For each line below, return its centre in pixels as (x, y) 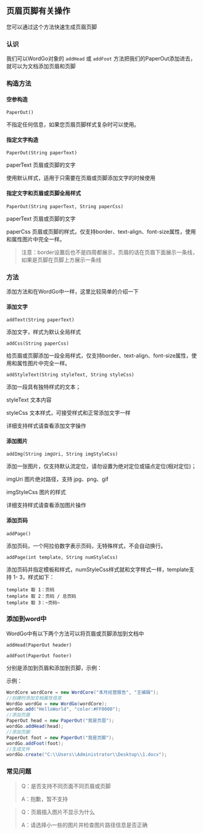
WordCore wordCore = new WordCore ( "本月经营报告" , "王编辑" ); (83, 692)
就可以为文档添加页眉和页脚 (41, 67)
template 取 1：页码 (30, 590)
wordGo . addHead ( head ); (35, 727)
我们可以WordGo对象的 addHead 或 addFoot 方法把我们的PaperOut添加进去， (101, 59)
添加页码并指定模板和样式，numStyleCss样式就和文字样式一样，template (98, 569)
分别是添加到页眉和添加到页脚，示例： (54, 667)
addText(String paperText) (40, 320)
